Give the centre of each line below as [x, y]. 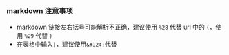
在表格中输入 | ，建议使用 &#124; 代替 [67, 44]
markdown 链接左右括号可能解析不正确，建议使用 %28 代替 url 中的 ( [113, 27]
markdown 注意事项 [40, 10]
